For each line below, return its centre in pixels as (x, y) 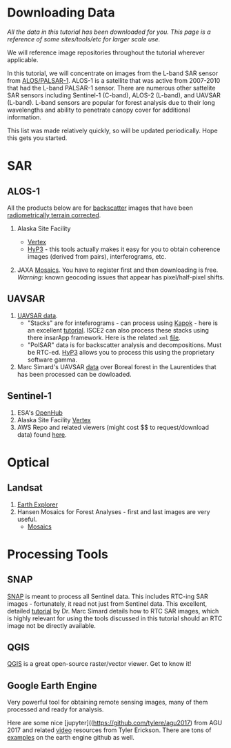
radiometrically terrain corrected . (54, 215)
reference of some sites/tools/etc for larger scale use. (84, 39)
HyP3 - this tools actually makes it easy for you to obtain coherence (124, 249)
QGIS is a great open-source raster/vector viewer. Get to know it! (99, 664)
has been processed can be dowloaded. (74, 374)
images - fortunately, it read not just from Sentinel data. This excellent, (107, 603)
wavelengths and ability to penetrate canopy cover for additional (99, 110)
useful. (27, 519)
